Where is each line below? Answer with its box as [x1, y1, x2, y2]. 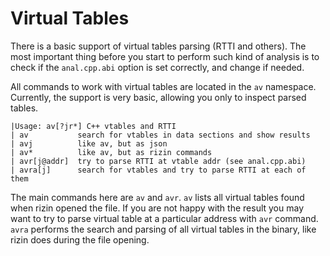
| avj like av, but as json [10, 138, 168, 149]
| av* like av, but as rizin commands [10, 147, 213, 157]
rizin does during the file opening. [10, 233, 150, 246]
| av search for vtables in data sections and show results [10, 130, 311, 140]
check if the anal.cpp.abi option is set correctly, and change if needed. [10, 61, 305, 73]
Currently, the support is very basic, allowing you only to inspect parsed [10, 91, 307, 103]
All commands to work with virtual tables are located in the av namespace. [10, 80, 317, 92]
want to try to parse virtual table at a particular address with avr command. [10, 212, 319, 224]
